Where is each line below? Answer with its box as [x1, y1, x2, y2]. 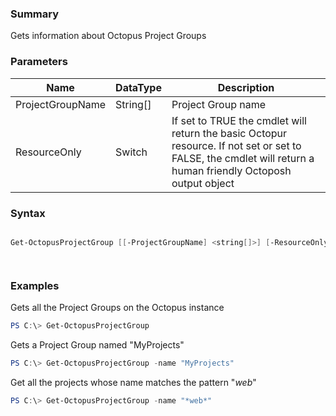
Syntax [10, 206, 46, 220]
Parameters [10, 55, 68, 69]
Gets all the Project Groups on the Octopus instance [10, 302, 225, 314]
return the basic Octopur [171, 126, 288, 140]
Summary [10, 7, 60, 21]
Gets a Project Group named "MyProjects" [10, 338, 185, 351]
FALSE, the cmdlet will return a [171, 151, 315, 165]
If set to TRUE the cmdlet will [171, 113, 307, 127]
